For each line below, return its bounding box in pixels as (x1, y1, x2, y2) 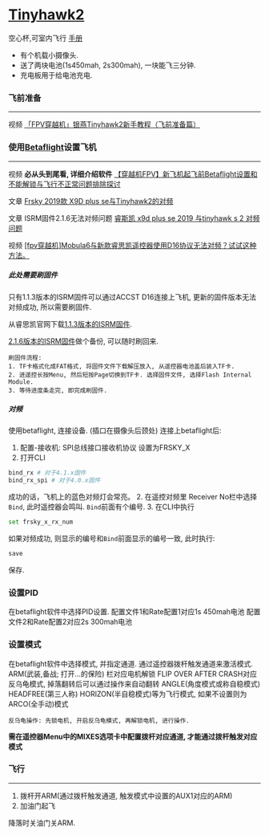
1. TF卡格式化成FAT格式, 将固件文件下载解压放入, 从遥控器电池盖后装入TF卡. (8, 362, 235, 370)
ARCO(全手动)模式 (8, 699, 69, 708)
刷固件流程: (8, 353, 42, 362)
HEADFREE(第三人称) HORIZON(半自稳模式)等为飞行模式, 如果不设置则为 (8, 689, 247, 699)
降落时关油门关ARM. (8, 817, 76, 828)
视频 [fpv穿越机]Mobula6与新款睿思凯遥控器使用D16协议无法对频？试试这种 (8, 240, 257, 250)
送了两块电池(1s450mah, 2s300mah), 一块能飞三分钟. (19, 60, 196, 70)
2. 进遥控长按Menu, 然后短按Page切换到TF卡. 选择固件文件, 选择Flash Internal (8, 371, 252, 379)
